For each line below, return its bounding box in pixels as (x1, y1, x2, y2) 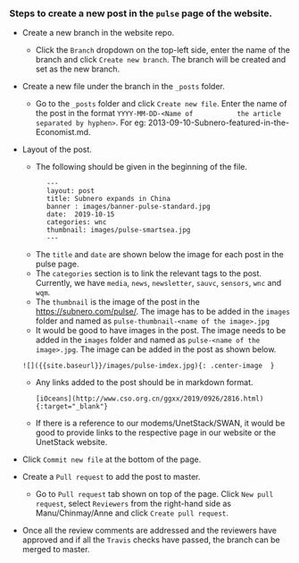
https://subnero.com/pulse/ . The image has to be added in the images (35, 307, 290, 317)
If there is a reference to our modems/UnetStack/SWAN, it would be (35, 418, 286, 429)
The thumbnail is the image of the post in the (35, 297, 201, 307)
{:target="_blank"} (35, 402, 109, 411)
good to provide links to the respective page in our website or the (35, 427, 277, 438)
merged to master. (21, 544, 90, 555)
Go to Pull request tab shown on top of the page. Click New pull (35, 489, 274, 500)
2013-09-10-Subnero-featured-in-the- (147, 117, 290, 128)
